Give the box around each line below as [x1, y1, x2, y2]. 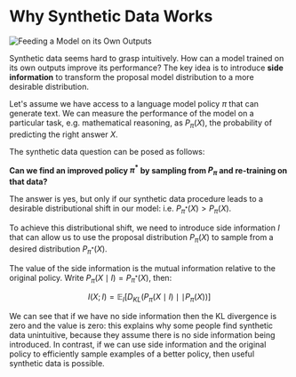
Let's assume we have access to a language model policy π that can [9, 98, 260, 108]
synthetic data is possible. [9, 358, 105, 369]
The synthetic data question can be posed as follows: [9, 146, 205, 156]
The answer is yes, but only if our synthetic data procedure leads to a [9, 194, 264, 205]
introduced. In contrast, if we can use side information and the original [9, 340, 267, 350]
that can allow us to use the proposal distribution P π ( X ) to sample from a [9, 231, 274, 245]
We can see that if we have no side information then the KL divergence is [9, 311, 277, 322]
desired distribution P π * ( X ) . [9, 243, 108, 256]
